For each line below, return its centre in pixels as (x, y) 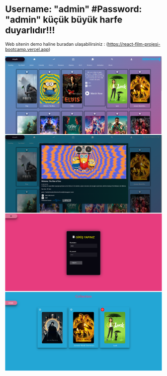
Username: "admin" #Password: (74, 9)
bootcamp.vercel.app (27, 49)
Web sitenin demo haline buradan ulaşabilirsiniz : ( (57, 44)
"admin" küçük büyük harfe (64, 20)
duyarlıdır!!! (30, 30)
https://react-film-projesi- (134, 44)
